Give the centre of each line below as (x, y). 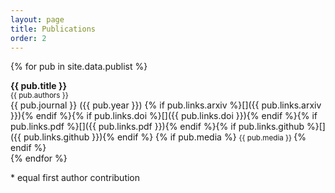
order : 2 (28, 38)
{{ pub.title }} (39, 86)
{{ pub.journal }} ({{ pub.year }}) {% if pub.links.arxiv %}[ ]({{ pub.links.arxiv (166, 105)
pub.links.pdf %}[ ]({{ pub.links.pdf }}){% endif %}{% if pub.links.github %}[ (166, 127)
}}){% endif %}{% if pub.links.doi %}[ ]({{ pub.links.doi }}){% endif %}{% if (164, 116)
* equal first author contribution (75, 178)
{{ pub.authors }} (39, 96)
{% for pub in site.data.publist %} (79, 67)
